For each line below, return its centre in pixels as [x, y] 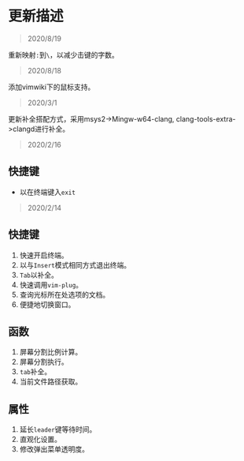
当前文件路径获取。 [51, 382]
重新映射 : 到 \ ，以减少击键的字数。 [64, 54]
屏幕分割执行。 [44, 362]
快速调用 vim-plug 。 [51, 284]
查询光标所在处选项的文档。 [65, 294]
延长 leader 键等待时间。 [58, 429]
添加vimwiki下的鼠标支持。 [52, 87]
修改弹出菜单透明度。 [54, 449]
